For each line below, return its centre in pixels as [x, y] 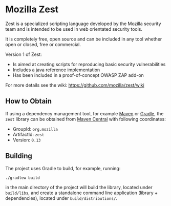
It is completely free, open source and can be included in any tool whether [84, 39]
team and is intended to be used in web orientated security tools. [74, 29]
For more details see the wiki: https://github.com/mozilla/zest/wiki [75, 85]
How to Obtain [29, 101]
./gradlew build [23, 178]
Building [19, 156]
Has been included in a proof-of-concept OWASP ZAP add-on [78, 75]
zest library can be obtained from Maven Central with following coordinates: [86, 119]
